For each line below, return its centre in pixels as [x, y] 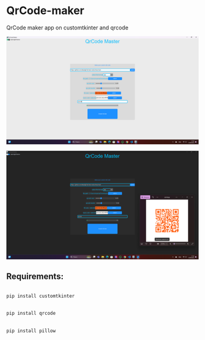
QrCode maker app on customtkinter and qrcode [67, 28]
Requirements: [35, 277]
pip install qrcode [31, 313]
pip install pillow [31, 331]
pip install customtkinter [41, 296]
